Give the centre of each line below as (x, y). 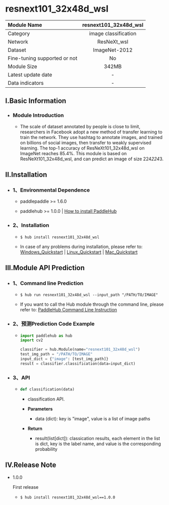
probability (46, 449)
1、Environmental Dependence (51, 190)
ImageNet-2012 (113, 50)
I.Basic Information (36, 101)
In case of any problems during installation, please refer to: (81, 246)
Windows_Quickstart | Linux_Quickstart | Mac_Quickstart (79, 252)
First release (25, 487)
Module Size (22, 66)
